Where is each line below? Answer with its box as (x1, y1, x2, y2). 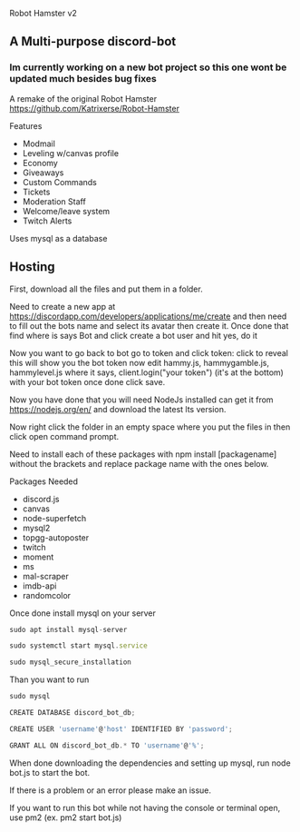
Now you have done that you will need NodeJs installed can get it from (9, 394, 274, 405)
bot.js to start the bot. (9, 767, 91, 778)
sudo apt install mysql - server (9, 625, 128, 634)
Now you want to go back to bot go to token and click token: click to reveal (9, 347, 288, 358)
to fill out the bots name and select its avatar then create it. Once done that (9, 320, 289, 331)
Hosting (9, 259, 56, 275)
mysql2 (22, 522, 51, 533)
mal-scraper (22, 570, 70, 581)
